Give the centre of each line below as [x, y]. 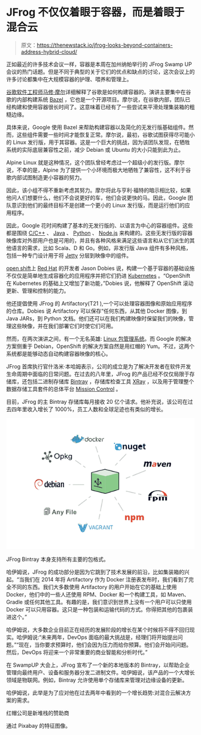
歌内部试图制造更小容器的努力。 [45, 177]
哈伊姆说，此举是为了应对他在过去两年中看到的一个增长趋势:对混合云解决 [96, 692]
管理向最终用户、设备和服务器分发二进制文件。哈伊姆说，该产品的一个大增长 [100, 672]
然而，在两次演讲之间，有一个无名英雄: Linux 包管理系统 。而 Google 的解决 [99, 338]
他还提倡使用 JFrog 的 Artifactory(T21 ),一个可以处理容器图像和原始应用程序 [99, 303]
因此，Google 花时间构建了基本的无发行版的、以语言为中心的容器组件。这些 [100, 225]
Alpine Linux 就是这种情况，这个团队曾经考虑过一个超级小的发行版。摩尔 [95, 162]
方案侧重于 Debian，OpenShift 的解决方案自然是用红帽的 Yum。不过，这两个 [100, 346]
